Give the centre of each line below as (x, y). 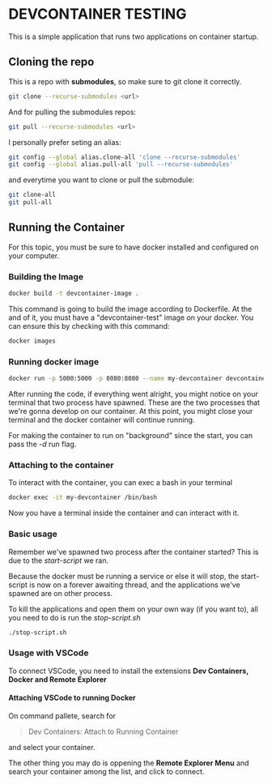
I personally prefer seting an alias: (65, 142)
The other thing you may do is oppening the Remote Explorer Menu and (129, 763)
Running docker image (54, 361)
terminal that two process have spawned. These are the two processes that (134, 403)
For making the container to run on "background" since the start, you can (131, 436)
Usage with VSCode (49, 653)
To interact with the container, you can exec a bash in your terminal (121, 483)
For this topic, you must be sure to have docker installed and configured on (134, 247)
